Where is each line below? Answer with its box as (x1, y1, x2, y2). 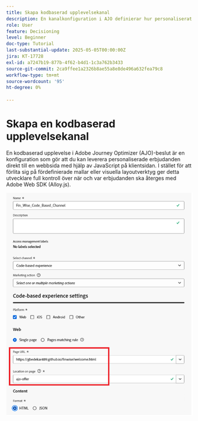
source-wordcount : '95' (6, 78, 65, 84)
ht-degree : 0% (6, 85, 41, 91)
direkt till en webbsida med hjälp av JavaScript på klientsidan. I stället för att (6, 162, 191, 169)
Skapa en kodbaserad (6, 117, 116, 130)
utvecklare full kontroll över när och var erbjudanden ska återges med (6, 174, 177, 181)
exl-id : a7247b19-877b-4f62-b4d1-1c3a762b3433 (6, 59, 123, 65)
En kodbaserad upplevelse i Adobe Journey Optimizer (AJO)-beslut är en (6, 149, 185, 157)
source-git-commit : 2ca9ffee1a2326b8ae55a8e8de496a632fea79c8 (6, 66, 163, 72)
